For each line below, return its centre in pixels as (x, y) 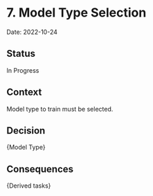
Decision (26, 131)
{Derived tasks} (29, 186)
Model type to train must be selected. (60, 109)
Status (21, 54)
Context (24, 92)
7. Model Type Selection (76, 13)
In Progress (23, 70)
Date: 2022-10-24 (32, 32)
